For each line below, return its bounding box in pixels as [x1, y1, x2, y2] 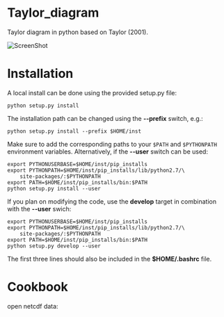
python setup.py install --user [7, 185, 101, 192]
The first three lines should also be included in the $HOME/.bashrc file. [7, 254, 212, 263]
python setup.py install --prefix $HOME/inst [7, 127, 141, 135]
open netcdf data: [7, 302, 58, 310]
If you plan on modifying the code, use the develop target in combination [7, 197, 217, 206]
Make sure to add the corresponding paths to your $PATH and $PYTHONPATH [7, 140, 218, 148]
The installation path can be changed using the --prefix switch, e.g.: [7, 114, 203, 122]
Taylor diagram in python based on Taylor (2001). [7, 28, 148, 36]
